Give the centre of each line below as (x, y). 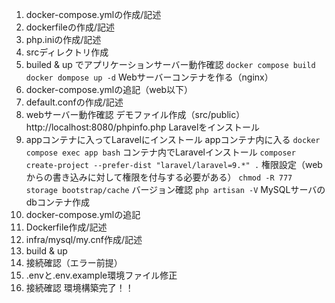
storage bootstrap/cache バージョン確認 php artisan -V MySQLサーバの (175, 189)
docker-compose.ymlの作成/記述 (93, 14)
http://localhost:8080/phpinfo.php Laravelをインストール (143, 127)
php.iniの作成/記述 (63, 39)
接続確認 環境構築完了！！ (79, 287)
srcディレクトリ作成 (67, 52)
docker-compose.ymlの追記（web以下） (109, 89)
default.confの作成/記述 (74, 102)
